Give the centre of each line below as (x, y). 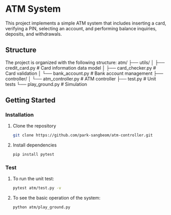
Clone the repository (34, 126)
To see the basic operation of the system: (57, 198)
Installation (20, 115)
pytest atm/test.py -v (37, 188)
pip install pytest (34, 155)
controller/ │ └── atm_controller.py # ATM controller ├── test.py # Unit (81, 79)
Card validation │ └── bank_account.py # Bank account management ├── (84, 73)
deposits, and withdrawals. (34, 34)
